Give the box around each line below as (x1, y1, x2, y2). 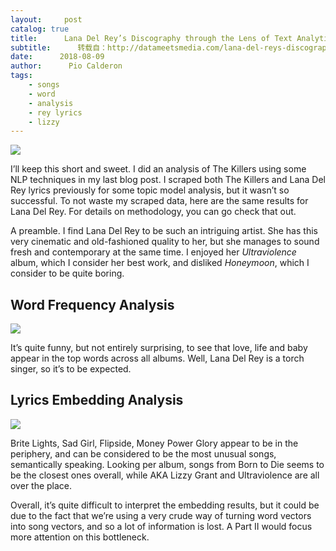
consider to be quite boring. (10, 267, 125, 280)
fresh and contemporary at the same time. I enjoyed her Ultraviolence (10, 246, 297, 258)
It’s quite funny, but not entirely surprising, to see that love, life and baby (10, 342, 308, 354)
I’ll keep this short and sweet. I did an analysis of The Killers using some (10, 163, 307, 175)
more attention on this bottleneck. (10, 531, 150, 543)
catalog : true (10, 24, 70, 34)
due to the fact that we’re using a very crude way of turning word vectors (10, 509, 312, 521)
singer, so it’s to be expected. (10, 363, 132, 375)
